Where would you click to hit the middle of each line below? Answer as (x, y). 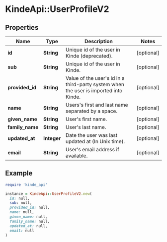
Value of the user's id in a (95, 78)
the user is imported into (94, 91)
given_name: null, (29, 217)
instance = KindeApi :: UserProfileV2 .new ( (49, 194)
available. (77, 156)
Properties (22, 28)
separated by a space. (91, 111)
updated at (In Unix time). (95, 141)
